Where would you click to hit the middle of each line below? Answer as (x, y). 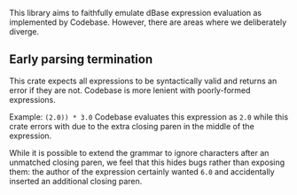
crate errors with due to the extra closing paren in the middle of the (132, 126)
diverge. (24, 31)
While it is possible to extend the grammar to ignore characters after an (139, 152)
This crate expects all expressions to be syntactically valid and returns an (143, 81)
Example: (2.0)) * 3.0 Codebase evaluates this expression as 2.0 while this (149, 117)
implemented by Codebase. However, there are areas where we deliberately (148, 22)
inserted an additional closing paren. (76, 181)
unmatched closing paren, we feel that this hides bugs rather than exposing (147, 162)
